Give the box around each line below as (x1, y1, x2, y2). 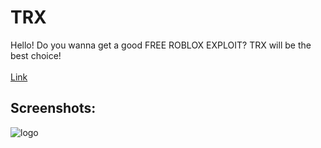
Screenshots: (10, 100, 97, 117)
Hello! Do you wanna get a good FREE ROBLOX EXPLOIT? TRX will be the (10, 39, 312, 51)
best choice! (10, 49, 62, 61)
